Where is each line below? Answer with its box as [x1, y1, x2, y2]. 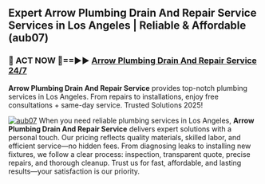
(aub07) [8, 31, 49, 45]
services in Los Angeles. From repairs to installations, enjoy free [8, 92, 220, 101]
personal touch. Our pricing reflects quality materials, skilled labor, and [8, 132, 241, 142]
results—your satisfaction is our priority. [8, 166, 140, 176]
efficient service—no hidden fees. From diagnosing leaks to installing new [8, 141, 251, 151]
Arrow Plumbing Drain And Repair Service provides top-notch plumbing [8, 83, 247, 92]
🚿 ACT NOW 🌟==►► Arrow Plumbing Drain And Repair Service [8, 55, 257, 66]
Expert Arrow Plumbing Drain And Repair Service [8, 6, 257, 20]
